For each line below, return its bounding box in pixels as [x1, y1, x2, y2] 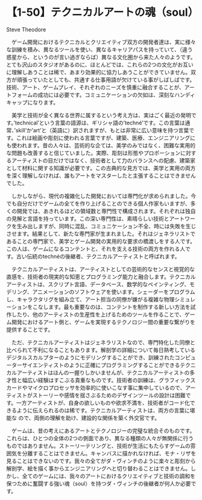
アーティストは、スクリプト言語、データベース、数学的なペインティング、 [6, 280, 190, 287]
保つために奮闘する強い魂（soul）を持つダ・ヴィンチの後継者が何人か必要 [6, 479, 191, 487]
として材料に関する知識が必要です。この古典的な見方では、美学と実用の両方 [6, 164, 196, 171]
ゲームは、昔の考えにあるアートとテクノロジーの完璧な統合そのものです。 [11, 427, 195, 434]
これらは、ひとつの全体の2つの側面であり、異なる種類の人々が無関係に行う [6, 434, 194, 441]
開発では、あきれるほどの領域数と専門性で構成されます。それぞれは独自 [16, 207, 196, 214]
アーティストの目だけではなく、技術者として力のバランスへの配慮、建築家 [11, 156, 196, 164]
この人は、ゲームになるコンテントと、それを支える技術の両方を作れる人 [6, 245, 186, 252]
